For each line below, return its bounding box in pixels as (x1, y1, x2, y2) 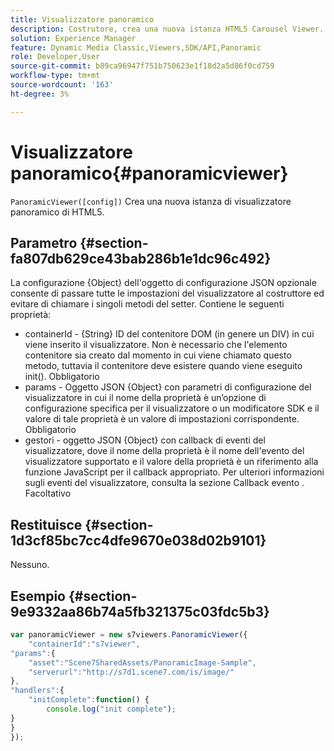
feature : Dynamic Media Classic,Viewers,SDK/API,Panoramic (10, 42, 262, 53)
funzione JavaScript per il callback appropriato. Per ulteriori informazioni (24, 466, 325, 478)
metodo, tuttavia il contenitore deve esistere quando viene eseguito (24, 360, 303, 372)
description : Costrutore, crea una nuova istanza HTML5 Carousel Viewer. (10, 24, 325, 34)
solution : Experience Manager (10, 33, 137, 43)
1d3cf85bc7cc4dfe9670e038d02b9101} (10, 532, 267, 549)
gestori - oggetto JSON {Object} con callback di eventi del (24, 434, 266, 446)
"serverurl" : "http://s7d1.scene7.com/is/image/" (28, 667, 235, 677)
